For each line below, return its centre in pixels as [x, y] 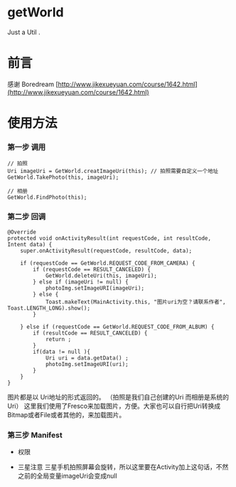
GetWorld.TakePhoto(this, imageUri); [63, 178]
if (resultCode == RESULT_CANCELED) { [90, 333]
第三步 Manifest [35, 435]
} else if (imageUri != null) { [81, 282]
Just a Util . [24, 32]
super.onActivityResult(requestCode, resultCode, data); [106, 251]
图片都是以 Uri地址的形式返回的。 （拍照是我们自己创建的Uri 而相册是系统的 [118, 397]
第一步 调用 [27, 147]
